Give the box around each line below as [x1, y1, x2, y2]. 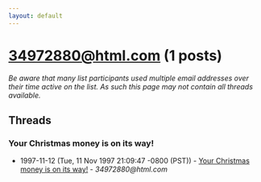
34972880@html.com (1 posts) [8, 46, 223, 64]
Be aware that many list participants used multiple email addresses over [8, 73, 250, 83]
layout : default [8, 11, 63, 20]
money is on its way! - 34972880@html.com [19, 164, 168, 174]
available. [8, 90, 42, 100]
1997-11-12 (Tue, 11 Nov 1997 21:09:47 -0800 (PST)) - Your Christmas [19, 156, 250, 166]
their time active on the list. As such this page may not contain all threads [8, 81, 254, 91]
